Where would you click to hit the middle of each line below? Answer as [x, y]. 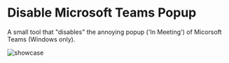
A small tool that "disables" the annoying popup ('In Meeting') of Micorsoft [114, 32]
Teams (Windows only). [41, 39]
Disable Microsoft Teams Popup [102, 13]
